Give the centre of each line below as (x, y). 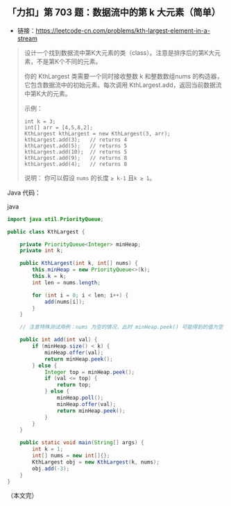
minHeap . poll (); (80, 398)
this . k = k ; (50, 277)
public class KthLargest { (46, 231)
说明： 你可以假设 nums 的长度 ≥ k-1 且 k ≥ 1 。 (90, 178)
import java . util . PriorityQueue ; (55, 219)
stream (27, 38)
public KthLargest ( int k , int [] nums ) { (79, 263)
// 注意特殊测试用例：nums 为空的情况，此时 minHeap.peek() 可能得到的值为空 (121, 327)
